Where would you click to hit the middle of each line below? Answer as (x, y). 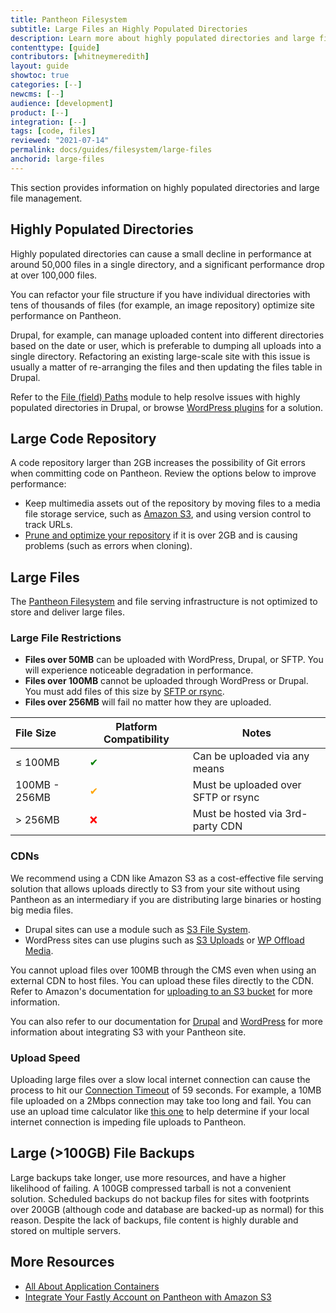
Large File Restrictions (66, 638)
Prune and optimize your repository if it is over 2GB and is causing (161, 535)
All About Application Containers (92, 1286)
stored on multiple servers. (66, 1230)
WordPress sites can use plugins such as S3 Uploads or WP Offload (164, 940)
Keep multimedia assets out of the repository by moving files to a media (172, 503)
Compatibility (136, 739)
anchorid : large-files (57, 159)
